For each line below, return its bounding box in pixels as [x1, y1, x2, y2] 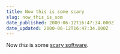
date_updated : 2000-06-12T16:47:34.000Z [6, 25, 109, 31]
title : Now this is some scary [6, 8, 85, 15]
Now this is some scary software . [6, 42, 89, 49]
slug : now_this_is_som [6, 14, 63, 20]
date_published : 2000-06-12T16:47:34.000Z [6, 20, 114, 26]
